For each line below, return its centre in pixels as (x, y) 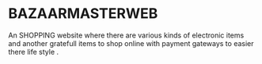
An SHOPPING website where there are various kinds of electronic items (126, 35)
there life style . (34, 52)
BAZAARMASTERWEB (83, 14)
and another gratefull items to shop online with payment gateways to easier (131, 43)
